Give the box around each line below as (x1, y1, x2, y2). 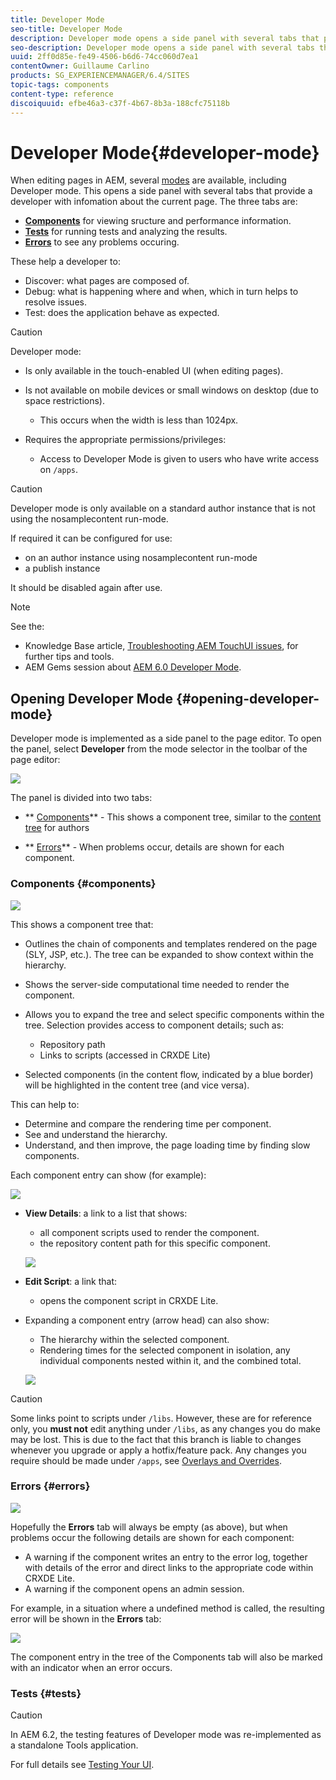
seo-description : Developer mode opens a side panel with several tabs (10, 42, 315, 53)
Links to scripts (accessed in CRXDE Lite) (39, 1049, 211, 1061)
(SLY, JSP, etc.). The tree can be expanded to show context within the (24, 948, 314, 960)
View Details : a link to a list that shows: (24, 1207, 188, 1219)
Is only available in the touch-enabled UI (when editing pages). (24, 365, 284, 377)
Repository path (39, 1038, 106, 1050)
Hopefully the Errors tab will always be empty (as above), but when (10, 1521, 288, 1533)
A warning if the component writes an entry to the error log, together (24, 1551, 308, 1563)
